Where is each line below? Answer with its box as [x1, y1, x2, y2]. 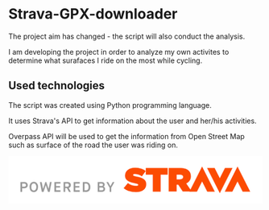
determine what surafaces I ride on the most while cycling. [8, 56, 203, 65]
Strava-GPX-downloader [8, 5, 178, 23]
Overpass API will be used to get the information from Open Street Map [8, 131, 246, 141]
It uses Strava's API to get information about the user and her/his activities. [8, 116, 257, 126]
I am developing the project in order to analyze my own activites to [8, 47, 230, 56]
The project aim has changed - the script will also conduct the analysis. [8, 31, 246, 41]
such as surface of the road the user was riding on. [8, 140, 179, 150]
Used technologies [8, 79, 106, 93]
